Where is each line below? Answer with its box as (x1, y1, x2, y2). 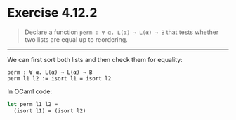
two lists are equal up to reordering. (24, 35, 128, 43)
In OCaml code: (7, 87, 53, 96)
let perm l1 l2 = (7, 100, 58, 107)
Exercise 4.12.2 (7, 5, 98, 21)
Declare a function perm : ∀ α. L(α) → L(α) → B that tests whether (24, 28, 219, 36)
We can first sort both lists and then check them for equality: (7, 55, 183, 63)
